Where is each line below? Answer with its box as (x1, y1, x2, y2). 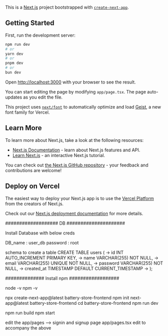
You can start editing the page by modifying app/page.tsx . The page (5, 89, 146, 95)
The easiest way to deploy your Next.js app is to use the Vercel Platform (5, 195, 154, 201)
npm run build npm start (5, 309, 55, 316)
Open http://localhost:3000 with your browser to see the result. (5, 79, 136, 85)
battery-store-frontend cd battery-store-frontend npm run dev (30, 300, 159, 306)
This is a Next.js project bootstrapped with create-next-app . (5, 5, 129, 10)
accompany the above (5, 324, 52, 331)
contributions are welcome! (5, 167, 62, 173)
